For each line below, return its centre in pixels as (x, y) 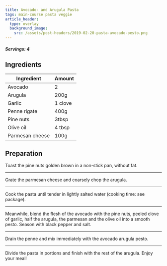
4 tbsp (62, 128)
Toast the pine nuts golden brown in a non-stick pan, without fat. (71, 166)
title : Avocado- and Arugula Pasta (42, 10)
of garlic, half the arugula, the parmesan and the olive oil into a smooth (78, 219)
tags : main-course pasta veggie (39, 14)
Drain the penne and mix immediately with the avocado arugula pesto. (77, 239)
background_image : (29, 28)
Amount (64, 79)
